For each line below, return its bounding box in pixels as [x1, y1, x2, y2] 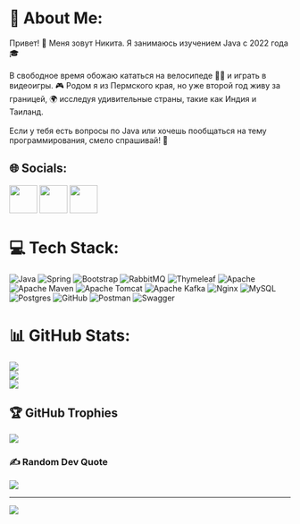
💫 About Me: [9, 8, 104, 29]
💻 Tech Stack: [9, 237, 120, 258]
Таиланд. [9, 106, 45, 117]
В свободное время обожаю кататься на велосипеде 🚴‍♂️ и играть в [9, 70, 267, 80]
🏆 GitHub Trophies [9, 406, 119, 421]
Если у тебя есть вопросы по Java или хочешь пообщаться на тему [9, 125, 267, 136]
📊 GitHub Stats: [9, 325, 131, 345]
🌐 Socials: [9, 161, 68, 176]
